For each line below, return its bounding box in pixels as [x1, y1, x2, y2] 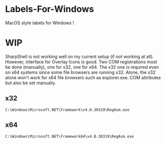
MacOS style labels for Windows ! [5, 20, 74, 26]
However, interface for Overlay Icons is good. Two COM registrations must [5, 58, 157, 65]
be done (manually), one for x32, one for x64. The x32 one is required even [5, 64, 160, 70]
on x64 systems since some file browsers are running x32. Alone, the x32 [5, 69, 156, 75]
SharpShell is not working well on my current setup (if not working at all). [5, 53, 154, 59]
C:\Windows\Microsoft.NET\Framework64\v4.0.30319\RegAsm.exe [5, 134, 134, 139]
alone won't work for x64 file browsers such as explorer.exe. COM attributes [5, 74, 161, 80]
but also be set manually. [5, 80, 56, 86]
